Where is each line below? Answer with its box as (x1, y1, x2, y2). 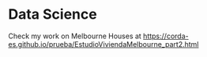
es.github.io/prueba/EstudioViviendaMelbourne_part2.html (8, 39, 199, 48)
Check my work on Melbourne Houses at (8, 31, 142, 41)
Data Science (8, 5, 97, 23)
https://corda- (143, 31, 189, 41)
